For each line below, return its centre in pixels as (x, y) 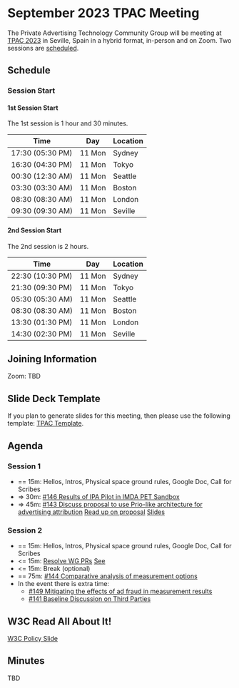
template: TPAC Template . (46, 423)
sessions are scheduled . (43, 48)
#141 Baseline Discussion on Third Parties (90, 599)
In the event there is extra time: (63, 584)
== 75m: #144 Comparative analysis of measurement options (107, 576)
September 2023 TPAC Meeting (103, 13)
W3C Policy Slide (33, 639)
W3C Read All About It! (60, 621)
